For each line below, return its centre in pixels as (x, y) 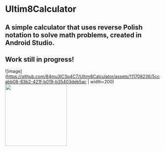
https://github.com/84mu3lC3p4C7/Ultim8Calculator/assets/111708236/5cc (83, 76)
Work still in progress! (40, 59)
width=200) (102, 82)
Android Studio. (30, 43)
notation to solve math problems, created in (73, 35)
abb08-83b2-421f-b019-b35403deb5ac (46, 82)
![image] (14, 71)
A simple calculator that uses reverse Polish (74, 27)
